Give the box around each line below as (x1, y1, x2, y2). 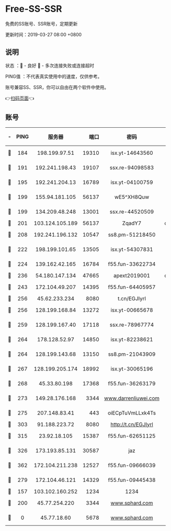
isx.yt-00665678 (110, 306, 154, 313)
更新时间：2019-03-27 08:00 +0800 (5, 31, 82, 37)
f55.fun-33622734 (107, 260, 156, 267)
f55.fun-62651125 (107, 432, 156, 440)
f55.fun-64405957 (107, 283, 156, 290)
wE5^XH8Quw (114, 193, 149, 200)
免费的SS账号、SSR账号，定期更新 (5, 20, 78, 27)
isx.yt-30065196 (110, 365, 154, 372)
